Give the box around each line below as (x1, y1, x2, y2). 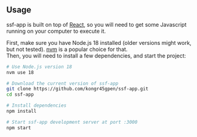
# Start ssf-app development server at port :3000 (6, 119, 138, 125)
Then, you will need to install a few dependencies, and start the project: (6, 52, 186, 59)
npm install (6, 109, 37, 115)
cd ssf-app (6, 92, 34, 98)
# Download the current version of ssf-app (6, 80, 119, 87)
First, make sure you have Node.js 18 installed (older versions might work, (6, 39, 192, 46)
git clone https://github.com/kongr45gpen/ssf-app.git (6, 86, 149, 92)
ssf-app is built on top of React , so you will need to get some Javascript (6, 21, 187, 28)
